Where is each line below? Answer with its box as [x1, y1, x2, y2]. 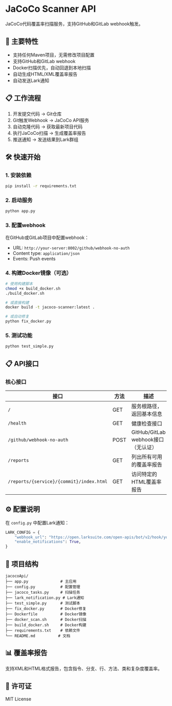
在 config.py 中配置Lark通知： [5, 519, 70, 526]
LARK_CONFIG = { [5, 530, 40, 535]
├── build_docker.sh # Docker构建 [5, 622, 87, 628]
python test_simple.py [5, 344, 54, 349]
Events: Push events [12, 255, 56, 261]
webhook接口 [131, 436, 164, 443]
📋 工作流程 [5, 94, 41, 103]
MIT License [5, 696, 32, 702]
